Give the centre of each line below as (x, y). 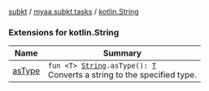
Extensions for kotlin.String (64, 32)
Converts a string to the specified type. (122, 75)
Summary (122, 53)
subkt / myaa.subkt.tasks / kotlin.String (74, 12)
